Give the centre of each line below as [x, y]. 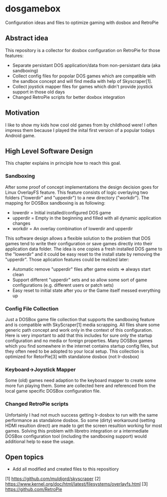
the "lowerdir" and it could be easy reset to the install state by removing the [83, 254]
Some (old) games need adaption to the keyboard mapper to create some [81, 381]
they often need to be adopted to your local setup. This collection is [75, 351]
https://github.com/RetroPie [34, 490]
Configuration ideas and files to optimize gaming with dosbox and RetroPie [82, 22]
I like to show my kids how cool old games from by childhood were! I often [81, 125]
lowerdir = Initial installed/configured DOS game [62, 212]
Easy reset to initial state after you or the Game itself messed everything [86, 290]
